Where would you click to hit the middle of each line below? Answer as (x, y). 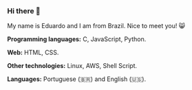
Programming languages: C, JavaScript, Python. (77, 39)
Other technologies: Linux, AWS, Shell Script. (72, 66)
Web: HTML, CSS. (33, 53)
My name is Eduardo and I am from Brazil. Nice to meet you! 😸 (96, 26)
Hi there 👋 (24, 11)
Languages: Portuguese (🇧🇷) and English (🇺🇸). (77, 79)
